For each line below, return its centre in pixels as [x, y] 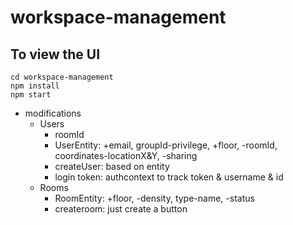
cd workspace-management [62, 77]
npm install [35, 86]
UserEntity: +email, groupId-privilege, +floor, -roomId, [166, 145]
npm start [31, 95]
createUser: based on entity [112, 166]
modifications [53, 113]
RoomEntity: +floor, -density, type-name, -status [154, 198]
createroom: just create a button [121, 209]
